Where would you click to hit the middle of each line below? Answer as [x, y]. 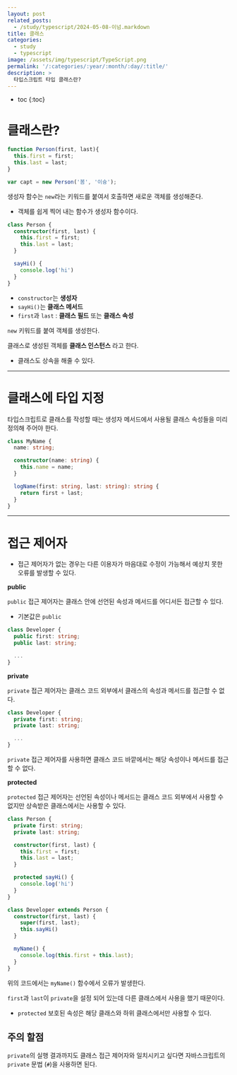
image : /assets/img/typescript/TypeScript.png [77, 60]
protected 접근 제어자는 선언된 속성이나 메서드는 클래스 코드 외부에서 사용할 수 [116, 797]
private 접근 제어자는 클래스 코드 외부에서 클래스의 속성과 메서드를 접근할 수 [112, 690]
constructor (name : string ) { [56, 461]
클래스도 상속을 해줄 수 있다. [56, 360]
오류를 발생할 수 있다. [47, 573]
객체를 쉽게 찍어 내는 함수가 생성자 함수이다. [78, 211]
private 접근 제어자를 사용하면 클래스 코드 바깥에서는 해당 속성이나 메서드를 [111, 759]
